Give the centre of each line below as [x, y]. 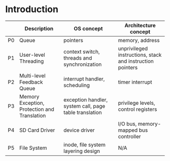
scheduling [77, 85]
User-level [32, 55]
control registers [138, 109]
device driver [79, 130]
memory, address [139, 40]
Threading [32, 61]
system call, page [84, 106]
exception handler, [86, 100]
